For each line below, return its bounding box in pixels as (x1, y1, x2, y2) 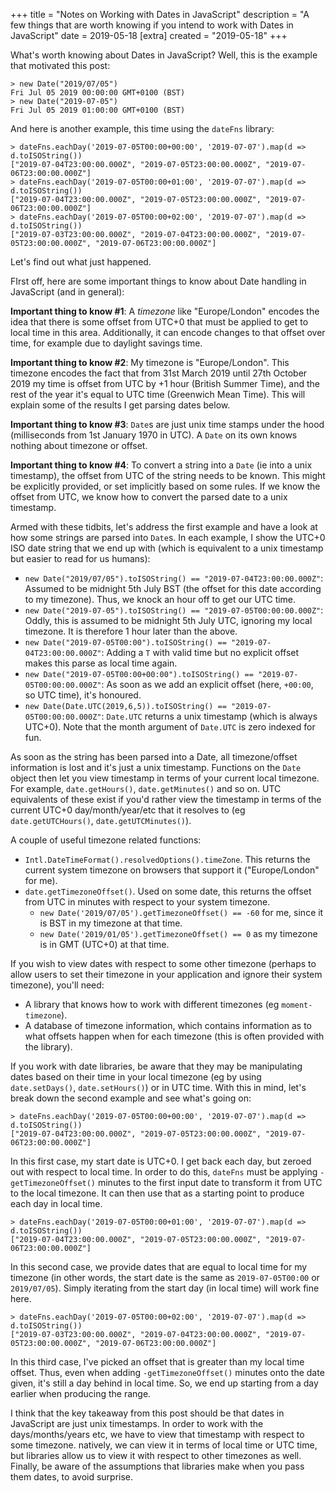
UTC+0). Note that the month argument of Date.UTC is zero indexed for (24, 721, 316, 733)
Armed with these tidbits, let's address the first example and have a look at (10, 521, 318, 533)
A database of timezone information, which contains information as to (24, 1020, 312, 1031)
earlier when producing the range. (10, 1388, 152, 1399)
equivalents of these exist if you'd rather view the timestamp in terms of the (10, 794, 322, 805)
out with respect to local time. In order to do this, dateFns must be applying (10, 1166, 318, 1178)
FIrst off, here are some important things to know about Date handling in (10, 275, 307, 287)
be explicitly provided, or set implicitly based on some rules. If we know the (10, 480, 321, 492)
